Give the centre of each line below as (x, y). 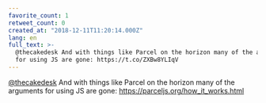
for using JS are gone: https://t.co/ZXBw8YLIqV (97, 60)
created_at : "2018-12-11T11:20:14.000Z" (76, 30)
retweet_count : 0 (37, 23)
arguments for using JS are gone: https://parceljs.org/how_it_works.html (126, 90)
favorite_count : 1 (38, 15)
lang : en (23, 38)
